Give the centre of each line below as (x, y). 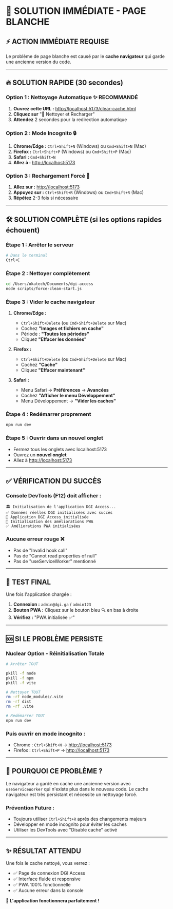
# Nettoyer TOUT (23, 692)
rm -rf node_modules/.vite (35, 697)
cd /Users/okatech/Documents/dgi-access (50, 284)
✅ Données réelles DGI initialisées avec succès (59, 513)
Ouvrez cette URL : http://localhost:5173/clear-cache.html (74, 108)
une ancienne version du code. (39, 62)
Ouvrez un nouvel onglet (40, 455)
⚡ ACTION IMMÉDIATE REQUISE (57, 41)
